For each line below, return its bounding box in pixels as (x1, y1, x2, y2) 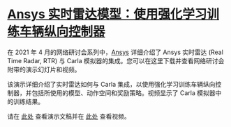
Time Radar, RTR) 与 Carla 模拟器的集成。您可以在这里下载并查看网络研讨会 (7, 56, 225, 65)
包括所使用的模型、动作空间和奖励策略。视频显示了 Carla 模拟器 (31, 88, 216, 97)
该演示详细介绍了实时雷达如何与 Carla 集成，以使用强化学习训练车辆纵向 (7, 80, 216, 88)
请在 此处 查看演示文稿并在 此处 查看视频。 (7, 112, 131, 120)
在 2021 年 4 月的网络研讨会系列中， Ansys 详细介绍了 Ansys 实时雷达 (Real (7, 48, 223, 56)
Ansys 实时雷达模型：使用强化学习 (7, 6, 207, 22)
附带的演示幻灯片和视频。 (7, 65, 81, 74)
